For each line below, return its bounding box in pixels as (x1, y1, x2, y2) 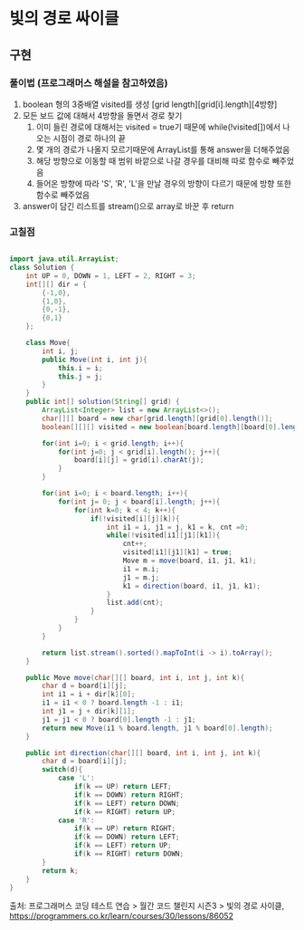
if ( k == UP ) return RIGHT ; (73, 824, 176, 833)
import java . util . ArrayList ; (9, 254, 119, 264)
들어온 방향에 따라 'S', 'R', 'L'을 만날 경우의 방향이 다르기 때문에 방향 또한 (35, 177, 292, 188)
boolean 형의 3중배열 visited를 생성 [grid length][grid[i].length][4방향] (22, 99, 278, 110)
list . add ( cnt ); (106, 599, 165, 608)
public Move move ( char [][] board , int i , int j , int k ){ (25, 673, 245, 682)
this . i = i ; (57, 363, 103, 372)
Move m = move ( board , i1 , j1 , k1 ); (122, 556, 257, 566)
